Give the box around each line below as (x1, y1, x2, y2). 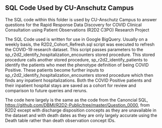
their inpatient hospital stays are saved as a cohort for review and (5, 82, 136, 88)
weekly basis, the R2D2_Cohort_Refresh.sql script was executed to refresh (5, 41, 155, 47)
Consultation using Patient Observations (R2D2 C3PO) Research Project (5, 27, 149, 33)
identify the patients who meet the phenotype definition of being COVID (5, 62, 149, 68)
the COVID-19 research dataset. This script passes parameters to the (5, 46, 144, 52)
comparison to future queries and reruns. (5, 87, 88, 93)
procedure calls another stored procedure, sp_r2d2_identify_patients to (5, 57, 148, 62)
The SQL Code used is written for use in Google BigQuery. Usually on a (5, 36, 148, 42)
